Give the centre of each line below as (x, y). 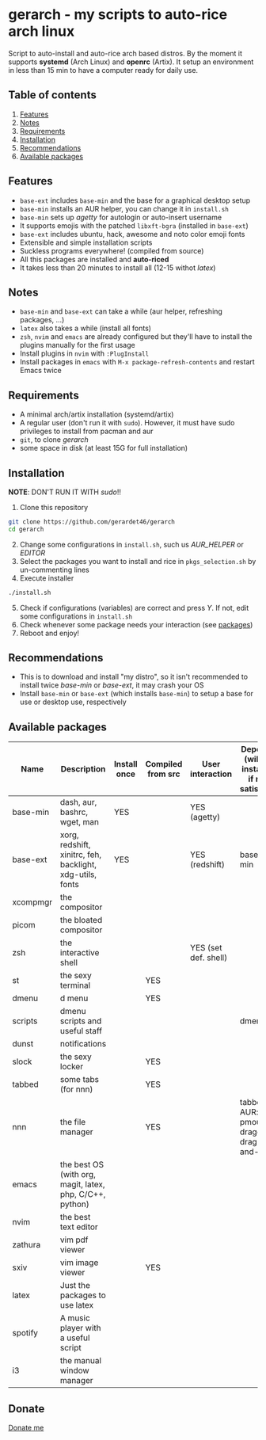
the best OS (82, 1164)
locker (72, 1067)
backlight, (78, 865)
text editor (79, 1227)
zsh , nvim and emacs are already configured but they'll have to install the (136, 337)
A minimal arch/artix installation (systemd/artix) (97, 414)
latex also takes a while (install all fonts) (85, 328)
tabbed (26, 1084)
